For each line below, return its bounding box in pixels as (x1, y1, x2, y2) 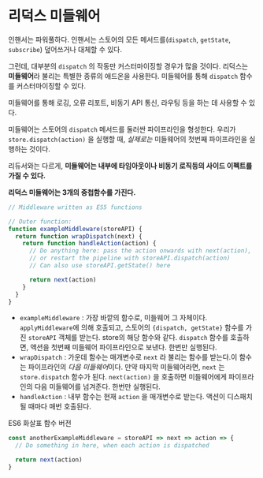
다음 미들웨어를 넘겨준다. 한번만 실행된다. (34, 382, 161, 391)
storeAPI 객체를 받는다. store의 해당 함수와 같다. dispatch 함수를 (28, 333, 229, 342)
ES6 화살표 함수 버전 (8, 419, 72, 428)
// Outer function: (8, 218, 72, 226)
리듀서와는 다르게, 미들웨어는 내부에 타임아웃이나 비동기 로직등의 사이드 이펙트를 (8, 161, 253, 170)
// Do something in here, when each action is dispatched (15, 442, 210, 450)
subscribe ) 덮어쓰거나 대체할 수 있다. (8, 44, 123, 54)
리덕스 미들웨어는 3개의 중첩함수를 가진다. (8, 187, 136, 197)
